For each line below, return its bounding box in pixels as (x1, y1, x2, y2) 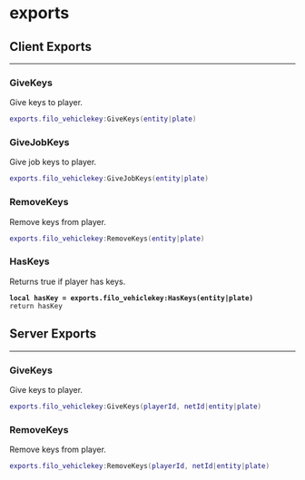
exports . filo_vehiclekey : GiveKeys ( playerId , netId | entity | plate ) (9, 402, 261, 411)
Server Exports (9, 326, 97, 342)
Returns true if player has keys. (9, 276, 126, 287)
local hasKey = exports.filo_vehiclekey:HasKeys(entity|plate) (9, 293, 254, 302)
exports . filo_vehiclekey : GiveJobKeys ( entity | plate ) (9, 174, 209, 183)
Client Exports (9, 39, 93, 54)
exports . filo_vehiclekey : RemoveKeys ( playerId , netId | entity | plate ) (9, 462, 271, 471)
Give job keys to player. (9, 157, 97, 168)
